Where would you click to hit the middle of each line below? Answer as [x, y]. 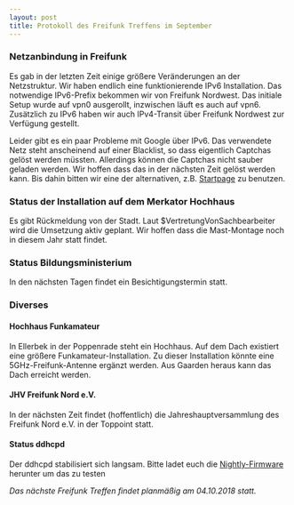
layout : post [33, 17]
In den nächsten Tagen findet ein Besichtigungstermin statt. [119, 282]
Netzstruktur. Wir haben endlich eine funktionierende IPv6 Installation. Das [146, 85]
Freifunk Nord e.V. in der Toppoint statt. [81, 424]
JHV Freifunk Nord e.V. [52, 395]
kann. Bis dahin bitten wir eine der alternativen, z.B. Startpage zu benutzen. [147, 178]
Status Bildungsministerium [71, 263]
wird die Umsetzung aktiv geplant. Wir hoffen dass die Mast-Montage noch [147, 230]
